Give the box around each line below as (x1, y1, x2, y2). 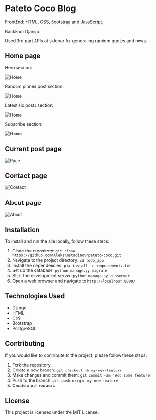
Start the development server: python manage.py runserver (12, 273, 130, 278)
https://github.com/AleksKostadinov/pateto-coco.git (12, 253, 121, 258)
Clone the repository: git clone (12, 248, 75, 253)
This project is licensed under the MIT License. (5, 409, 99, 415)
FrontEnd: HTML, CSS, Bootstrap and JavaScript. (5, 19, 104, 25)
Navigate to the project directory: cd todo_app (12, 257, 104, 263)
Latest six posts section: (5, 102, 53, 108)
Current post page (5, 145, 62, 153)
